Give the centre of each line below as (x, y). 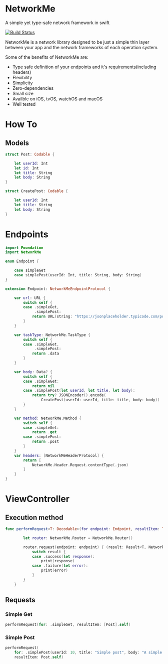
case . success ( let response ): (63, 556)
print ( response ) (58, 561)
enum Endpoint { (22, 261)
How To (21, 125)
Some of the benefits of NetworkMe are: (47, 57)
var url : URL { (30, 298)
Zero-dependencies (33, 88)
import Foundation (24, 248)
